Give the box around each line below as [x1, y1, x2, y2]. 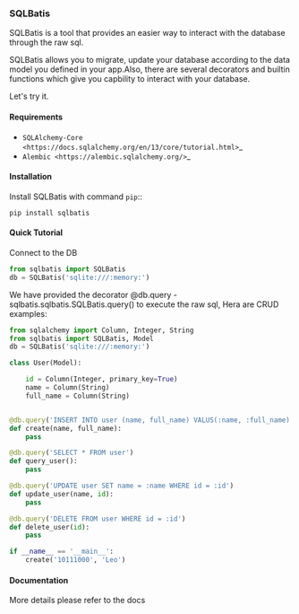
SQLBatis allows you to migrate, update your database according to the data [9, 55, 291, 66]
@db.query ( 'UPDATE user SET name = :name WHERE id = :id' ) [9, 481, 235, 491]
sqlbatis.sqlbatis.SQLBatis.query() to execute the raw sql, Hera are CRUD [9, 299, 279, 310]
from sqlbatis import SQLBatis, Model [9, 334, 154, 343]
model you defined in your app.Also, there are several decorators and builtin [9, 64, 291, 75]
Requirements [9, 111, 64, 122]
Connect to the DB [9, 247, 78, 258]
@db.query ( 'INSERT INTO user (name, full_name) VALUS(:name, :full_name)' [9, 416, 295, 425]
